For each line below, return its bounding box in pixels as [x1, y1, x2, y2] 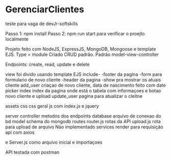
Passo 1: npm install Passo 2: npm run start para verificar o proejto [5, 30, 145, 36]
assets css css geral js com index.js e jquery [5, 103, 99, 109]
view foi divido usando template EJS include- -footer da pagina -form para [5, 71, 162, 77]
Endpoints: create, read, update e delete [5, 61, 90, 67]
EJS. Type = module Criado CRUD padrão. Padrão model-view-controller [5, 51, 159, 57]
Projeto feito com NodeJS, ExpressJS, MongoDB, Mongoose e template [5, 46, 156, 52]
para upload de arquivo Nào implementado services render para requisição [5, 124, 163, 130]
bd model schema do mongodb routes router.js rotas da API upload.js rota [5, 118, 161, 124]
